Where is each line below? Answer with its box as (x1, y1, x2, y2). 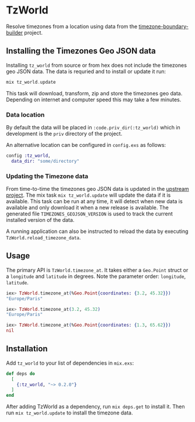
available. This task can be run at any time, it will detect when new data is (6, 197, 183, 205)
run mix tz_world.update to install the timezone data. (6, 409, 133, 416)
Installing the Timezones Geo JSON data (6, 46, 156, 56)
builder (6, 29, 23, 36)
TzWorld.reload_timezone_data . (6, 234, 81, 241)
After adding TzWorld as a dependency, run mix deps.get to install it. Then (6, 403, 185, 410)
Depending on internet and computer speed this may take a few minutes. (6, 96, 182, 103)
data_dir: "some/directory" (11, 158, 80, 164)
